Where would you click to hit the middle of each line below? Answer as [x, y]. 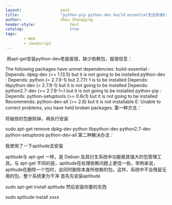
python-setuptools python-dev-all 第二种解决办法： [60, 135]
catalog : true [42, 29]
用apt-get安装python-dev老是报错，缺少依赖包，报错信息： [69, 58]
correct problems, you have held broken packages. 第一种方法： [73, 108]
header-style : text [42, 24]
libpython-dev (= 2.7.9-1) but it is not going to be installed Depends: [77, 85]
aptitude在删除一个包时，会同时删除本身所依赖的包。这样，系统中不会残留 [84, 169]
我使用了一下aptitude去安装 [34, 146]
